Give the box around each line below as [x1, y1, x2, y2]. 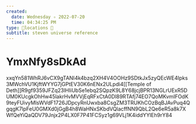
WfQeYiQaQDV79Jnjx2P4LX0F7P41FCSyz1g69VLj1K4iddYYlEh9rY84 [6, 112, 173, 119]
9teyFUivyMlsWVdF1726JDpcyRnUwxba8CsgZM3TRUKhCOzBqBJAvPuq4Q [6, 100, 190, 107]
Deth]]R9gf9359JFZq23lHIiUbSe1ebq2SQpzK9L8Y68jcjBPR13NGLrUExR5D [6, 87, 188, 94]
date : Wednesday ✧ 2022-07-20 [11, 14, 85, 20]
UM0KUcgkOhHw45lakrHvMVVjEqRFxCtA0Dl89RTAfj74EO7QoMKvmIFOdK [6, 93, 189, 100]
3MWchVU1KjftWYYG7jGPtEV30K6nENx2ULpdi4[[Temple [6, 81, 145, 88]
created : [6, 8, 27, 15]
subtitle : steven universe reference [6, 30, 98, 36]
